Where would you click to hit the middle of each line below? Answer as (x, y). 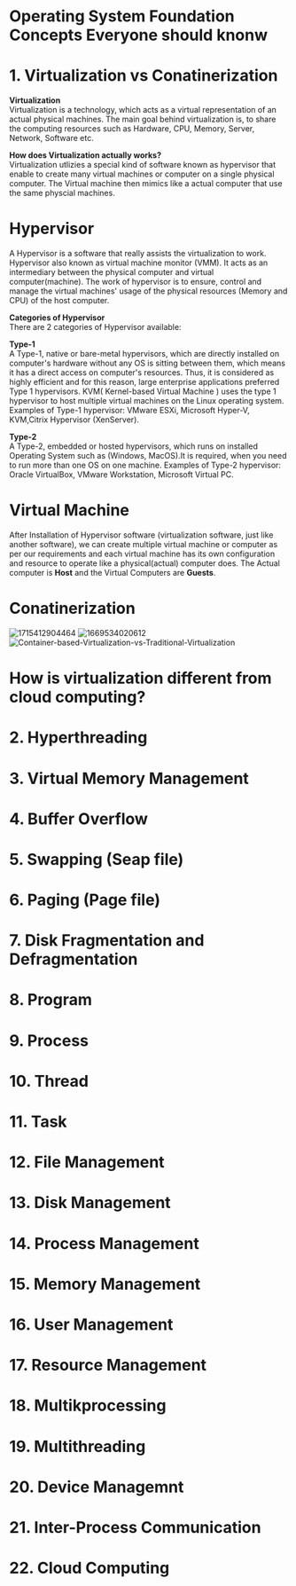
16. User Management (91, 1324)
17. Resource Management (108, 1366)
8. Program (51, 1000)
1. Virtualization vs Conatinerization (144, 76)
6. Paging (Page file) (85, 900)
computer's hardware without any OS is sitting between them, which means (148, 363)
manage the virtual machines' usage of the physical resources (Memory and (148, 291)
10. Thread (49, 1081)
